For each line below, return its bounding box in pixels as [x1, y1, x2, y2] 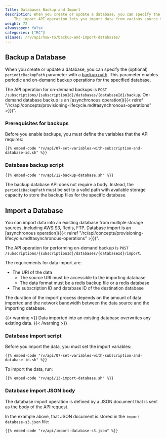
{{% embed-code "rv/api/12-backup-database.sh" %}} [5, 173, 114, 178]
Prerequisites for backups [5, 120, 69, 127]
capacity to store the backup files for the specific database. [5, 192, 127, 198]
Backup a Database [5, 53, 66, 62]
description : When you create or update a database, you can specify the [5, 12, 161, 17]
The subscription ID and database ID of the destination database [12, 285, 144, 291]
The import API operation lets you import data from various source [14, 16, 158, 21]
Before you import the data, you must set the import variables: [5, 343, 132, 349]
